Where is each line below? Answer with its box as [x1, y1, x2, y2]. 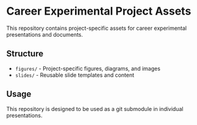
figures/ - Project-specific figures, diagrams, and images [15, 65, 160, 72]
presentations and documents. [6, 30, 84, 38]
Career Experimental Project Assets [6, 4, 192, 18]
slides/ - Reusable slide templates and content [15, 71, 135, 79]
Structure [6, 49, 44, 59]
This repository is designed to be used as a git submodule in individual [6, 105, 184, 112]
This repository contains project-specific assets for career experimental [6, 24, 187, 32]
